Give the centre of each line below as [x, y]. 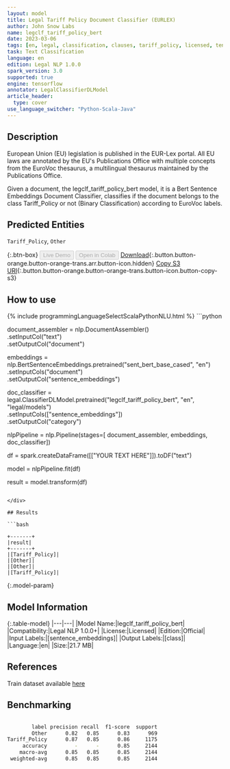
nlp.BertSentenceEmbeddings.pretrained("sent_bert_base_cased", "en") [109, 365]
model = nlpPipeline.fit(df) [44, 469]
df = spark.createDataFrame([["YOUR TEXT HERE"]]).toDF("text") [100, 456]
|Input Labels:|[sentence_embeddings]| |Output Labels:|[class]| [97, 638]
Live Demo [57, 256]
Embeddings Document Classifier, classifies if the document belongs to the [113, 196]
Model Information [48, 607]
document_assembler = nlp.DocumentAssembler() [78, 329]
